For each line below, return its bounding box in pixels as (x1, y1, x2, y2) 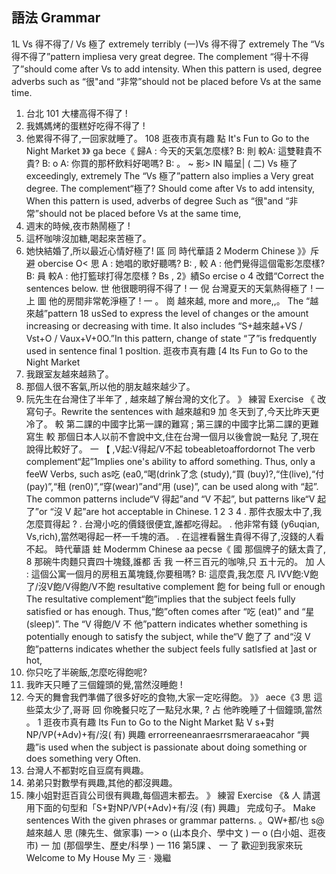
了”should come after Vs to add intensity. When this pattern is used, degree (11, 63, 323, 75)
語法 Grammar (11, 9, 101, 27)
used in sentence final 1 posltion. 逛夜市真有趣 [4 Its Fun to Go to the (25, 344, 309, 357)
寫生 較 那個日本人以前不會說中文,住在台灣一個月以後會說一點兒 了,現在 (25, 430, 319, 442)
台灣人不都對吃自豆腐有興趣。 (25, 764, 149, 776)
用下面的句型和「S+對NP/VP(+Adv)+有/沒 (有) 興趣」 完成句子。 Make (25, 801, 316, 813)
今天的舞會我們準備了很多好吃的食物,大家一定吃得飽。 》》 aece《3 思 (25, 691, 312, 703)
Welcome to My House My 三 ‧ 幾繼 (25, 851, 172, 863)
